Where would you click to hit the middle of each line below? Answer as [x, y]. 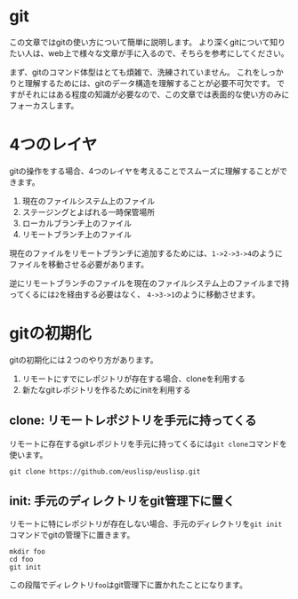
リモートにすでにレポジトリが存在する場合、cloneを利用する [134, 379]
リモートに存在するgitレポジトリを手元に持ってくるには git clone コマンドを [148, 443]
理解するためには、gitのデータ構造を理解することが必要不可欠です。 [150, 83]
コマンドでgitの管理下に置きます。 [72, 535]
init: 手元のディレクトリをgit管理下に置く [122, 501]
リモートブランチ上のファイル [77, 234]
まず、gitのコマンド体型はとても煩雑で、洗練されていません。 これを [135, 72]
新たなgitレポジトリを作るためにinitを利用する [106, 389]
